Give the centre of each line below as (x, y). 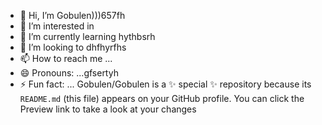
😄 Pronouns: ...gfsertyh (69, 73)
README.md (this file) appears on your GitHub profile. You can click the (162, 98)
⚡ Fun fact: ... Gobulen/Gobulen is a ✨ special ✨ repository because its (165, 84)
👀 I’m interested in (57, 26)
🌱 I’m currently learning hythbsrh (87, 36)
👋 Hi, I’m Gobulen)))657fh (72, 15)
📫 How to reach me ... (66, 58)
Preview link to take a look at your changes (108, 109)
